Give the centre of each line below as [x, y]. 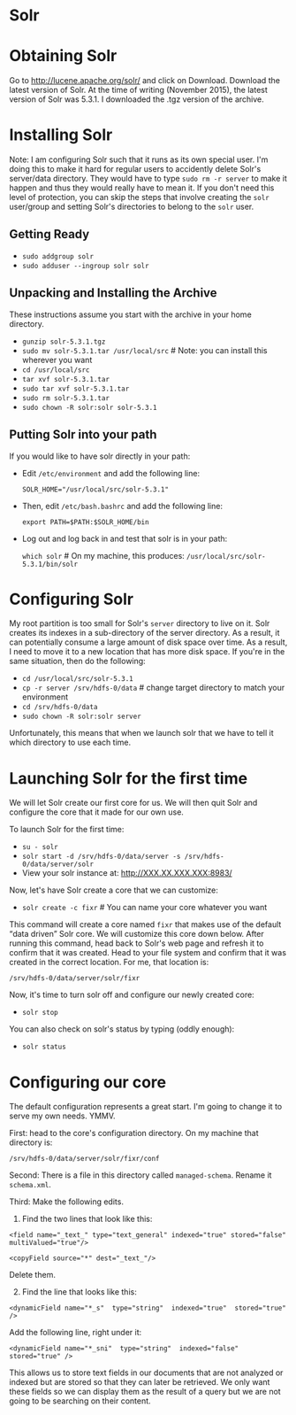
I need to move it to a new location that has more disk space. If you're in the [147, 652]
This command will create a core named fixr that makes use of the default [145, 924]
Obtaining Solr [63, 56]
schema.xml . [30, 1185]
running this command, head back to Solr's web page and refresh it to [137, 943]
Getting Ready [49, 234]
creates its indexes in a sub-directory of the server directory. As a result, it [144, 633]
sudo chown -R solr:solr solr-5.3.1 [89, 407]
